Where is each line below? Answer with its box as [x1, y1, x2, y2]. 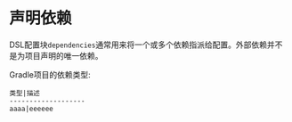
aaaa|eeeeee [9, 104, 53, 113]
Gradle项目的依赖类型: [9, 69, 91, 80]
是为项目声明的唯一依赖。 [9, 50, 103, 61]
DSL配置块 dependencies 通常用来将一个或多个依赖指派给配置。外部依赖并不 [9, 39, 283, 50]
